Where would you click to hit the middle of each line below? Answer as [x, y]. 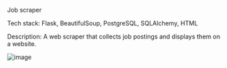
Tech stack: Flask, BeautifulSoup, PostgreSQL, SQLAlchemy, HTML [102, 23]
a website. [22, 44]
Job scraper [24, 10]
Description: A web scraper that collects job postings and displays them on [114, 36]
